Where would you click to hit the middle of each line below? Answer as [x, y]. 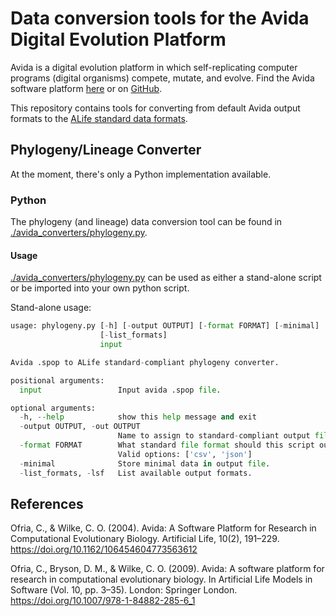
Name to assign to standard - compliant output [214, 436]
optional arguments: [53, 408]
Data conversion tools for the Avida [160, 18]
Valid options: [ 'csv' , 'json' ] [185, 454]
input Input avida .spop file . [120, 390]
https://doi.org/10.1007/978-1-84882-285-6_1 [103, 601]
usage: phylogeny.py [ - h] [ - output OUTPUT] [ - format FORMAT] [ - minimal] [165, 326]
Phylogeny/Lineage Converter [106, 150]
